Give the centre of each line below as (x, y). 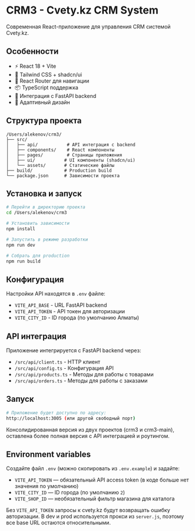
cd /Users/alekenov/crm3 (37, 213)
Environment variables (49, 454)
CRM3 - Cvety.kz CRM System (82, 10)
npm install (21, 229)
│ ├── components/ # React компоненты (60, 150)
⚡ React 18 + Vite (35, 66)
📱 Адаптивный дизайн (42, 102)
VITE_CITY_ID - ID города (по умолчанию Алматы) (77, 318)
